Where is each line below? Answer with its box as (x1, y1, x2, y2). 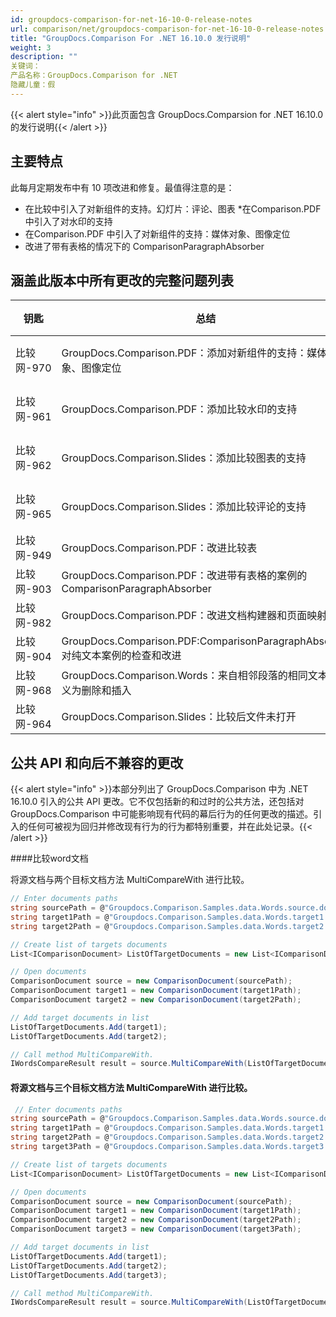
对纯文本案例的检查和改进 (61, 649, 182, 663)
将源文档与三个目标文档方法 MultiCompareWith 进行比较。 (10, 1081, 253, 1093)
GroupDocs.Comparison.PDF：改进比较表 (61, 541, 258, 555)
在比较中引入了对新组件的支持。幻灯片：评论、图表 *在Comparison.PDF (24, 202, 322, 215)
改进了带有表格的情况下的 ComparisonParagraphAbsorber (24, 240, 265, 252)
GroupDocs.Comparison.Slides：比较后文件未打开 (61, 710, 297, 724)
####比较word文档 (10, 852, 89, 865)
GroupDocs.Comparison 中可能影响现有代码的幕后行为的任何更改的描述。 (10, 808, 314, 820)
